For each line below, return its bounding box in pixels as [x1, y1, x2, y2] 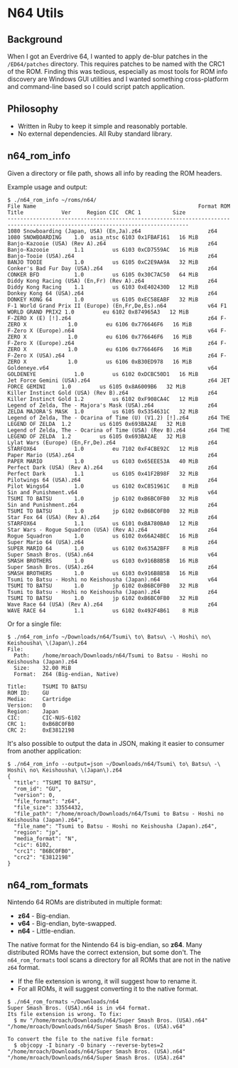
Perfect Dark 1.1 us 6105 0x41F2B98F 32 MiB [7, 470, 199, 477]
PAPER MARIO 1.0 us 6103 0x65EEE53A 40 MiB [7, 457, 199, 465]
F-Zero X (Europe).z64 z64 [7, 339, 218, 346]
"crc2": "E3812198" [13, 853, 72, 861]
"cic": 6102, [13, 841, 53, 848]
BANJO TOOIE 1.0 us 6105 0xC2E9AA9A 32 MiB [7, 258, 199, 266]
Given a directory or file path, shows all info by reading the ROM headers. [7, 169, 222, 177]
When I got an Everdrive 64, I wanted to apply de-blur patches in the [7, 52, 208, 60]
